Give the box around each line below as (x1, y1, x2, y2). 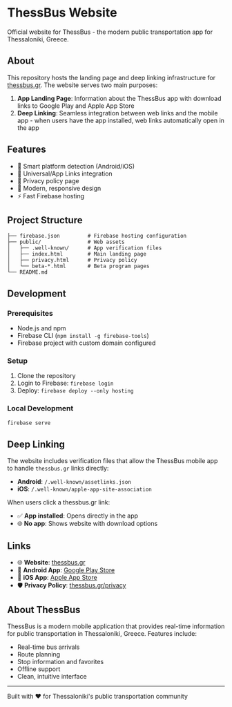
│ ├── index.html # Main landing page (7, 251, 147, 258)
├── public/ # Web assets (7, 238, 126, 246)
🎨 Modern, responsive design (17, 184, 101, 192)
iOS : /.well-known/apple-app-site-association (17, 485, 152, 493)
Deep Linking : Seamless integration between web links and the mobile (17, 109, 218, 117)
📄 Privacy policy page (17, 176, 79, 185)
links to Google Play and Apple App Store (17, 102, 135, 110)
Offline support (17, 665, 61, 673)
